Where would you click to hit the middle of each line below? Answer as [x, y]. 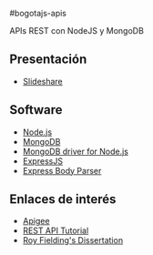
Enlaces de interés [63, 199]
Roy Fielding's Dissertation [73, 240]
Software [36, 110]
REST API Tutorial [56, 230]
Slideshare [43, 81]
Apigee [36, 221]
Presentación [48, 60]
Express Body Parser [62, 170]
